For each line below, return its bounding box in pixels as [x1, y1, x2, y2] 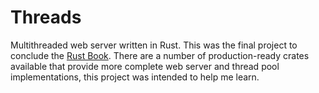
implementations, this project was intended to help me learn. [10, 71, 260, 83]
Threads [10, 6, 82, 29]
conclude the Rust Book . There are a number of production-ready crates [10, 49, 310, 61]
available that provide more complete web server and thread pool [10, 60, 280, 72]
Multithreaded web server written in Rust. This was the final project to [10, 39, 298, 51]
